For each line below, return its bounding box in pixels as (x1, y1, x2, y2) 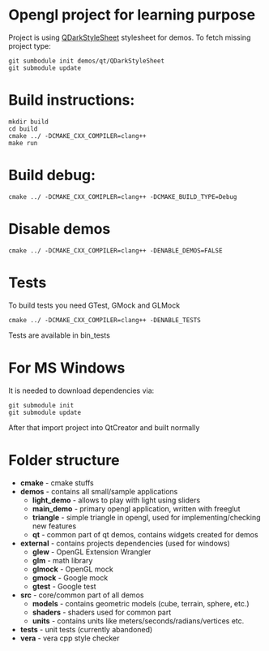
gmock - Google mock (32, 572, 109, 582)
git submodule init (8, 401, 75, 409)
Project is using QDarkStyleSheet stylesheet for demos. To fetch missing (8, 32, 251, 42)
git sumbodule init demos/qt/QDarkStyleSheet (8, 57, 164, 65)
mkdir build (8, 118, 49, 126)
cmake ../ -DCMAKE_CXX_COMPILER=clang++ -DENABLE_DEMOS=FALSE (8, 246, 223, 255)
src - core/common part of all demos (19, 590, 144, 600)
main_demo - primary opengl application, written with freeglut (32, 503, 241, 513)
